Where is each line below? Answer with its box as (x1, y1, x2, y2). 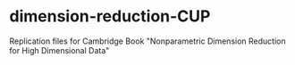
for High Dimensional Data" (9, 45, 110, 55)
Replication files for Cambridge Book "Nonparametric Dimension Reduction (9, 36, 286, 46)
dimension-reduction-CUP (9, 6, 211, 27)
